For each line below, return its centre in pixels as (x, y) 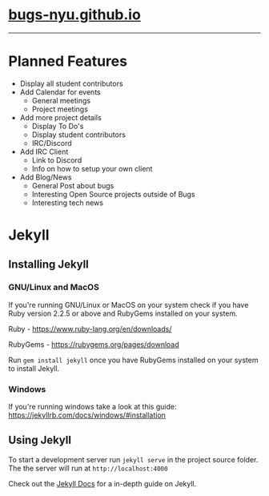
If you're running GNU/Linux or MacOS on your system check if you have (128, 304)
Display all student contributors (71, 83)
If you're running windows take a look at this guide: (92, 407)
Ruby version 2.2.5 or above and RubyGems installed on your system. (123, 313)
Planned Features (68, 61)
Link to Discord (57, 160)
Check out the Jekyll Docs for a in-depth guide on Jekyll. (102, 483)
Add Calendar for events (60, 92)
